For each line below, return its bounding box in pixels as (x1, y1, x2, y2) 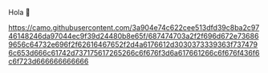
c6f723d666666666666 (8, 56, 89, 66)
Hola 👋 (8, 8, 30, 17)
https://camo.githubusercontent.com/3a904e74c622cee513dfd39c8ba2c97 (8, 23, 260, 32)
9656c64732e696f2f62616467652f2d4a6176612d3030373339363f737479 (8, 40, 258, 49)
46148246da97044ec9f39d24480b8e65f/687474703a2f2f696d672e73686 (8, 32, 259, 40)
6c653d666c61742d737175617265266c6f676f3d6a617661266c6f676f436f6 (8, 48, 260, 57)
